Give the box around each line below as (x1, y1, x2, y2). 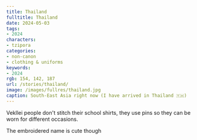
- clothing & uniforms (6, 59, 63, 65)
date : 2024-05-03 (6, 20, 50, 26)
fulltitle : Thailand (6, 14, 58, 20)
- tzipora (6, 43, 31, 49)
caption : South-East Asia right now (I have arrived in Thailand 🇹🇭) (6, 93, 187, 99)
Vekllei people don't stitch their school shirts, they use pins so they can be (6, 109, 191, 116)
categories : (6, 48, 36, 54)
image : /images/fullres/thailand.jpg (6, 87, 101, 93)
